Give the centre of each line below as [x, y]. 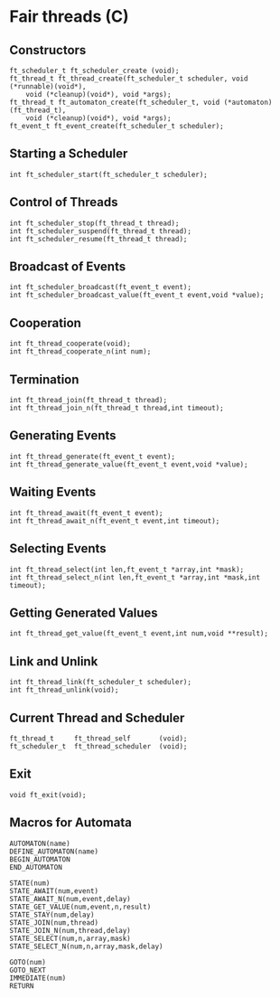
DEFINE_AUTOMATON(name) [54, 852]
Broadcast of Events [68, 267]
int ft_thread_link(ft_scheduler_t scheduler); [101, 683]
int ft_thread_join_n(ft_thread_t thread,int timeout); [117, 409]
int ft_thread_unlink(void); [64, 690]
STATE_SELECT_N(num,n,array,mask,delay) [87, 946]
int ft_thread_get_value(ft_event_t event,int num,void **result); [139, 634]
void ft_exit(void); [48, 795]
